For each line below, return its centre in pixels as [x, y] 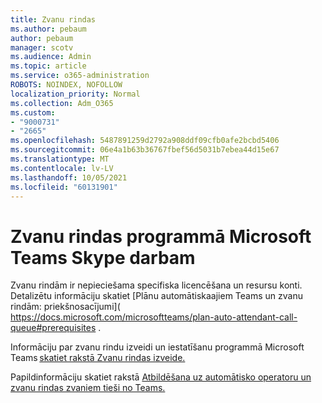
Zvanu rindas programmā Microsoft [161, 236]
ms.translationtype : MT [60, 159]
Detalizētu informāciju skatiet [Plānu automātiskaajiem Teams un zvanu [156, 296]
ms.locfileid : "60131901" [64, 187]
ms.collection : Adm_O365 [62, 103]
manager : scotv [42, 47]
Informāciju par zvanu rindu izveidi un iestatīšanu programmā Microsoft [157, 347]
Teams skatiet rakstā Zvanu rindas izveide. [98, 358]
